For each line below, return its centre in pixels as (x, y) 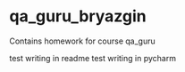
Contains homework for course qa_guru (82, 41)
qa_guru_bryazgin (78, 16)
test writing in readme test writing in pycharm (93, 58)
